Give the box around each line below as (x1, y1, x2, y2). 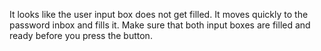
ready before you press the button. (9, 30, 153, 41)
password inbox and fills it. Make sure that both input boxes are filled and (9, 19, 311, 31)
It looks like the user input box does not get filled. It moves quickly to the (9, 9, 309, 20)
